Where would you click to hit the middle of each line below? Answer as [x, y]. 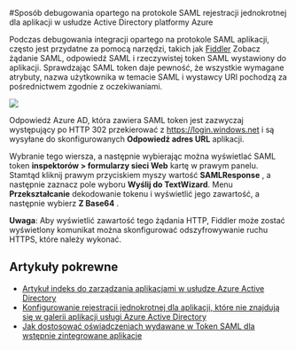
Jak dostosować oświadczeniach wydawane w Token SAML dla [138, 326]
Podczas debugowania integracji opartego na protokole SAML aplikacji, [140, 39]
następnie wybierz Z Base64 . [64, 203]
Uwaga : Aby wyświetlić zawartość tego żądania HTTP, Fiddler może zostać [147, 220]
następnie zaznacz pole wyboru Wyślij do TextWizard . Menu [121, 184]
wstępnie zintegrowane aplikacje [82, 335]
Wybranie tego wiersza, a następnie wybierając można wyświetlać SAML [143, 156]
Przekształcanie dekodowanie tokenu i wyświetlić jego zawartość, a [134, 194]
